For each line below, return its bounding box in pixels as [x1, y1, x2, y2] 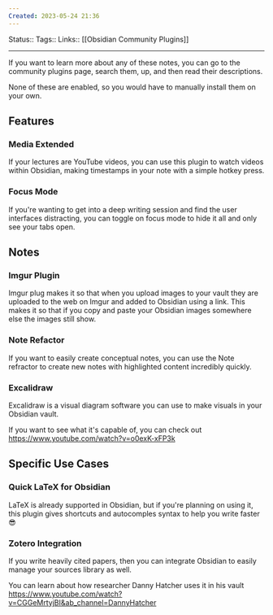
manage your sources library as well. [8, 565, 132, 574]
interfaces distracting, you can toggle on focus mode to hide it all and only [8, 213, 258, 223]
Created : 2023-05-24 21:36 [8, 11, 100, 20]
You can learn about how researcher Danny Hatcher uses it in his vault [8, 580, 245, 590]
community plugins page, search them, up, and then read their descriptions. [8, 66, 263, 76]
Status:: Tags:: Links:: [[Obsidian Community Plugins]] [8, 34, 189, 44]
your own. [8, 90, 42, 100]
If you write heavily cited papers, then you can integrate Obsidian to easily [8, 556, 258, 565]
